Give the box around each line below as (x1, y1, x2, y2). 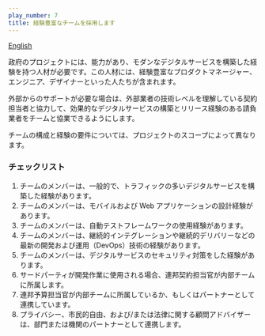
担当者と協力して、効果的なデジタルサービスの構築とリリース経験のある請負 (8, 104, 257, 113)
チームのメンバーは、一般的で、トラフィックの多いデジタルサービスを (19, 181, 248, 191)
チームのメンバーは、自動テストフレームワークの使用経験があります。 (19, 221, 248, 230)
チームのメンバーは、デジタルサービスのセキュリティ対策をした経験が (19, 250, 248, 259)
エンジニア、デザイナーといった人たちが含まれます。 (8, 77, 180, 86)
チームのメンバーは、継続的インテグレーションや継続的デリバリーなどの (19, 230, 256, 240)
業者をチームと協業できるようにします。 (8, 113, 139, 123)
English (8, 40, 32, 50)
